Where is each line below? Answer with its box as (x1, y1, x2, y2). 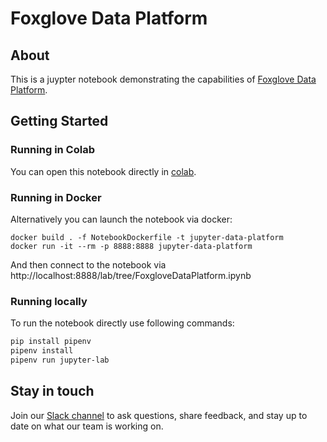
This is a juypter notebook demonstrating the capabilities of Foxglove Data (10, 73, 317, 85)
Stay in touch (10, 383, 95, 400)
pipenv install (10, 346, 74, 356)
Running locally (10, 294, 88, 308)
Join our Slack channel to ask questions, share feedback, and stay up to (10, 409, 308, 421)
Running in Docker (10, 190, 102, 204)
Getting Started (10, 113, 109, 130)
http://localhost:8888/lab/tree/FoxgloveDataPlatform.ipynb (10, 269, 252, 281)
